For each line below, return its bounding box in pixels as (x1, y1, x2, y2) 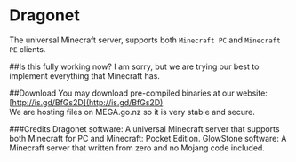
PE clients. (9, 43, 46, 54)
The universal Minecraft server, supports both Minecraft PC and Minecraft (9, 35, 282, 45)
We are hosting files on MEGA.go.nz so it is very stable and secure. (9, 106, 255, 117)
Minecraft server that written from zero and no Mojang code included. (9, 143, 265, 153)
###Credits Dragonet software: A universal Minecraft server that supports (9, 123, 280, 134)
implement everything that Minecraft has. (9, 70, 160, 81)
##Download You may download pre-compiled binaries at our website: (9, 88, 268, 98)
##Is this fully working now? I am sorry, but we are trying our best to (9, 61, 260, 72)
